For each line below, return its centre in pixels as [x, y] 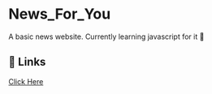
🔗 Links [27, 62]
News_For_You [60, 14]
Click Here [26, 81]
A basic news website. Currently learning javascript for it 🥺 [106, 36]
